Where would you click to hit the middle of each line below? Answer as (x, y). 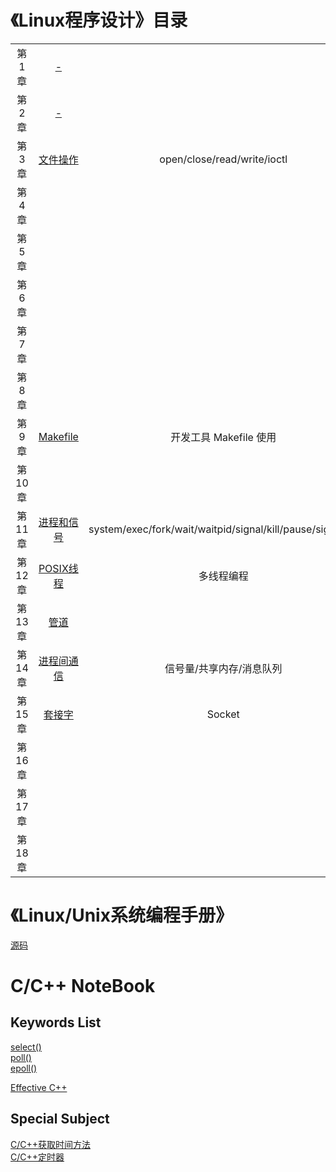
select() (26, 1047)
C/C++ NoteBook (83, 986)
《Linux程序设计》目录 (99, 20)
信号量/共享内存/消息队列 (223, 668)
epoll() (24, 1068)
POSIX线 (58, 568)
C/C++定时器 (37, 1157)
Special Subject (60, 1119)
